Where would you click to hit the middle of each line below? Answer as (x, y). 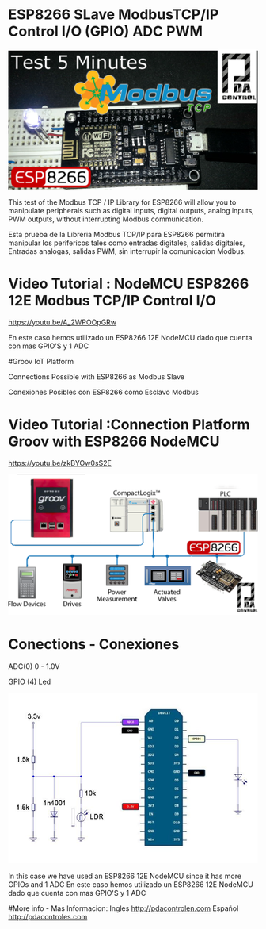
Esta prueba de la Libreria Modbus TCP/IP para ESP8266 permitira (117, 235)
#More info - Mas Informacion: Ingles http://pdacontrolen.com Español (123, 908)
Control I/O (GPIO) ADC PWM (106, 31)
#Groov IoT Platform (41, 362)
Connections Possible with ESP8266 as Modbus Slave (97, 377)
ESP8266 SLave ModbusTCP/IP (114, 15)
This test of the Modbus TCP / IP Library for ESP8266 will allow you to (122, 202)
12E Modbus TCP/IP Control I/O (112, 300)
